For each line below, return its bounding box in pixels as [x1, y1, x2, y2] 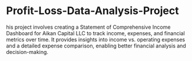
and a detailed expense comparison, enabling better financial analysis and [6, 42, 187, 49]
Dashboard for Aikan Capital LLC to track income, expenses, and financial [6, 29, 186, 36]
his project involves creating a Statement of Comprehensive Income [6, 23, 171, 30]
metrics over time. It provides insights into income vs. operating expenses [6, 36, 186, 43]
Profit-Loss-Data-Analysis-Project [6, 4, 180, 18]
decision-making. [6, 48, 49, 55]
